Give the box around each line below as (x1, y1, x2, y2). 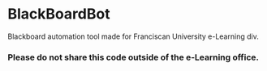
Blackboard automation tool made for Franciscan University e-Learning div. (7, 31, 259, 41)
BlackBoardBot (7, 5, 110, 23)
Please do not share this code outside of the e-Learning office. (7, 52, 260, 63)
